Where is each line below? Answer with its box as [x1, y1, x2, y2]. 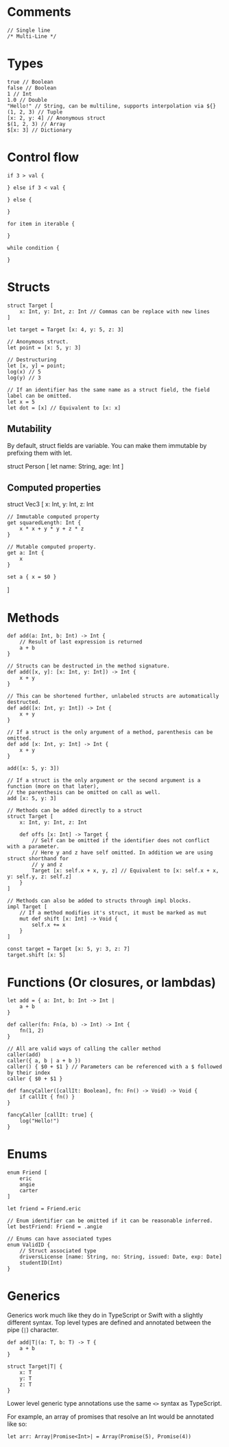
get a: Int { [7, 550, 45, 557]
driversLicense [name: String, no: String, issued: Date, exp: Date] [19, 1254, 223, 1261]
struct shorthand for [7, 855, 69, 862]
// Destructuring [7, 356, 57, 363]
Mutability [7, 423, 52, 435]
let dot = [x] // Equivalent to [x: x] [7, 404, 121, 411]
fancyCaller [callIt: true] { [7, 1112, 94, 1119]
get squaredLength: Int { [7, 519, 81, 526]
